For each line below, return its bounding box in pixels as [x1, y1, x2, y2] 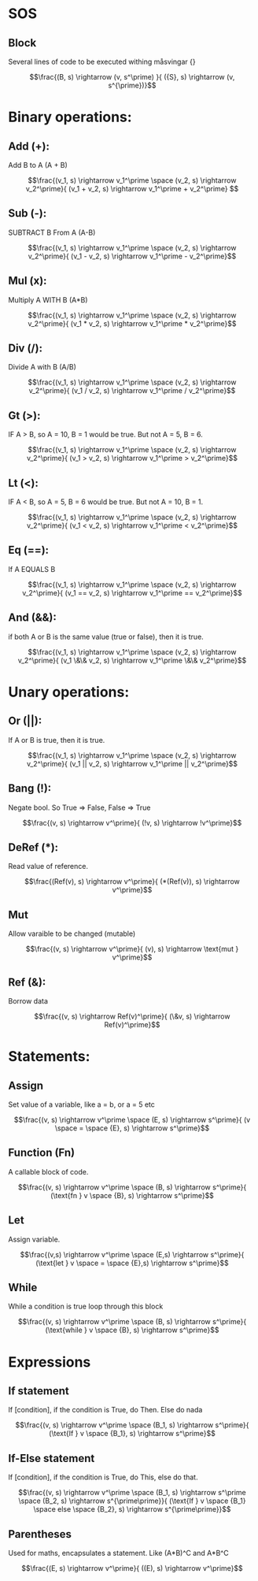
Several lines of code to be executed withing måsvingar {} [8, 57, 196, 66]
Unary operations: [8, 683, 130, 701]
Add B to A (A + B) [8, 161, 68, 169]
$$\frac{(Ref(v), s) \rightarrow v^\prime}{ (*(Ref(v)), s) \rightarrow [24, 877, 240, 886]
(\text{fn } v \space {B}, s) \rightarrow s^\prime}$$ [50, 1190, 215, 1200]
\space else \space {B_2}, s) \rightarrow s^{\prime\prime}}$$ [33, 1505, 231, 1514]
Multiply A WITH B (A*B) [8, 295, 88, 304]
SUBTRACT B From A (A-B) [8, 228, 96, 237]
